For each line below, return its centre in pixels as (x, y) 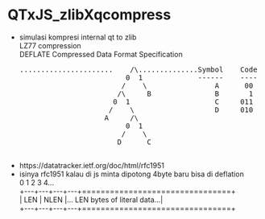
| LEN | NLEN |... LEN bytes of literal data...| (91, 200)
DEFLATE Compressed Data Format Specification (101, 54)
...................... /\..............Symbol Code (138, 69)
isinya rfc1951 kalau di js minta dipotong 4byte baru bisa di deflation (132, 174)
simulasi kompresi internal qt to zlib (78, 37)
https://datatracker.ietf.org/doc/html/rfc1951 (91, 165)
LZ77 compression (50, 45)
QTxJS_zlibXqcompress (89, 15)
